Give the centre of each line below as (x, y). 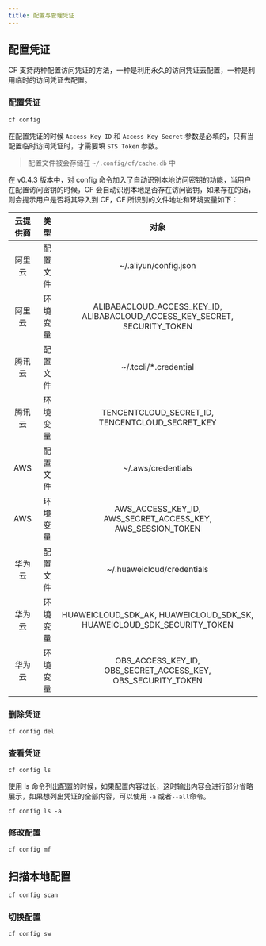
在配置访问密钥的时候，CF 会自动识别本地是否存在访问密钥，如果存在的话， (132, 189)
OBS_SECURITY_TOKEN (158, 680)
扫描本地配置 (40, 877)
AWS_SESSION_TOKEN (158, 529)
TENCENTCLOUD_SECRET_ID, (158, 412)
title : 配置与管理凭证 (42, 15)
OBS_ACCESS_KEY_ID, (158, 660)
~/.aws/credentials (157, 467)
